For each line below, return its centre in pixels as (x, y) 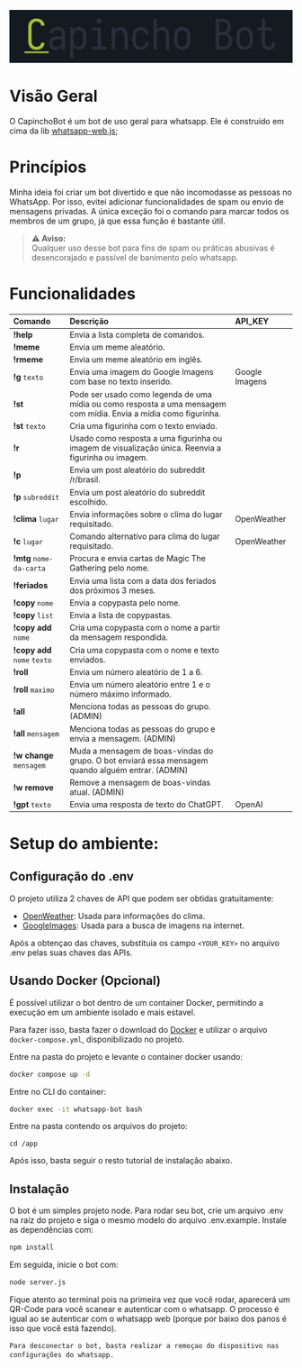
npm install (31, 1248)
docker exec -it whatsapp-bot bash (76, 1109)
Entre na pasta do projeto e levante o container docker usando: (126, 1056)
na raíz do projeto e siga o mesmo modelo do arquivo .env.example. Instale (148, 1220)
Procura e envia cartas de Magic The (138, 559)
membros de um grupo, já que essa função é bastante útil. (118, 221)
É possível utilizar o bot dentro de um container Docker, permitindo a (136, 1002)
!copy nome (33, 602)
